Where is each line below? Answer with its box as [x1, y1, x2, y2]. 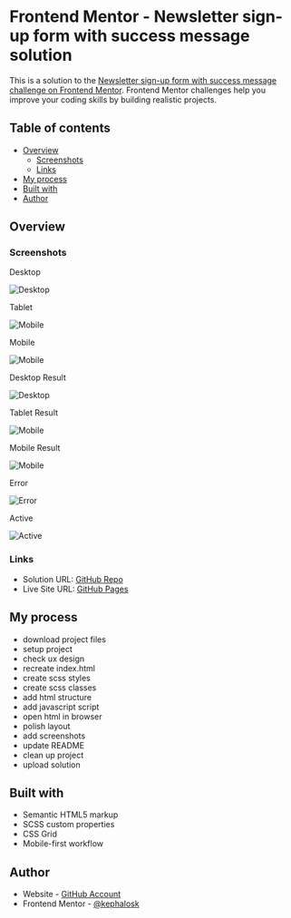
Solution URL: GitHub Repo [22, 573, 124, 584]
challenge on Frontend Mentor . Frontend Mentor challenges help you [9, 84, 266, 95]
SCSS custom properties [22, 819, 115, 830]
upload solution [22, 759, 82, 770]
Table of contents [9, 121, 111, 136]
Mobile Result [9, 443, 61, 454]
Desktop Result [9, 372, 66, 383]
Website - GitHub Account [22, 889, 121, 900]
